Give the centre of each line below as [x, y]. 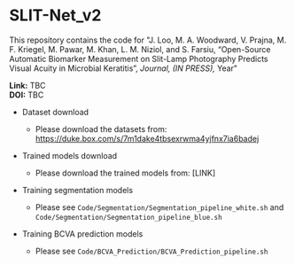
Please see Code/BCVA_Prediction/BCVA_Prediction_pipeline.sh [151, 251]
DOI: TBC [27, 95]
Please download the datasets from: [101, 129]
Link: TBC [27, 85]
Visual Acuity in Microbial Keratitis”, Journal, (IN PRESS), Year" [123, 68]
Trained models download [70, 155]
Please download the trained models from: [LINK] [125, 173]
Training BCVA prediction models [82, 234]
